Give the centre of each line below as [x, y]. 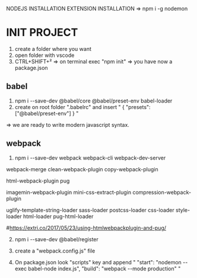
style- [183, 210]
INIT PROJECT [42, 33]
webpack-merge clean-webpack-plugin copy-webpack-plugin [82, 169]
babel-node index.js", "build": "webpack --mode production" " [104, 269]
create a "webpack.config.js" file [55, 251]
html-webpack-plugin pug [38, 181]
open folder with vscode [45, 55]
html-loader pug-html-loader [58, 216]
